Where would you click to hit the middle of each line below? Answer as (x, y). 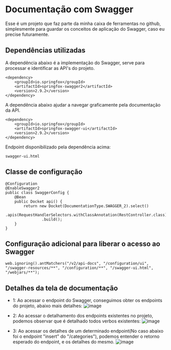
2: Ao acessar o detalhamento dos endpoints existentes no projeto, (83, 316)
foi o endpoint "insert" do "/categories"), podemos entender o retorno (86, 336)
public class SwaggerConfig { (37, 192)
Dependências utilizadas (45, 50)
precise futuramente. (27, 34)
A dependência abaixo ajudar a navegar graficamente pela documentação (83, 105)
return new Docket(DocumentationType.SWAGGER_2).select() (86, 206)
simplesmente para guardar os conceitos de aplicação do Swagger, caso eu (85, 29)
